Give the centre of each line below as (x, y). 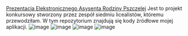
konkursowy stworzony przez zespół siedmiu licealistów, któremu (85, 15)
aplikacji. (17, 27)
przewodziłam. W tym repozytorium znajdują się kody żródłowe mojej (90, 21)
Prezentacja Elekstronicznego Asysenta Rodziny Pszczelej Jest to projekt (94, 8)
